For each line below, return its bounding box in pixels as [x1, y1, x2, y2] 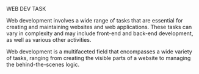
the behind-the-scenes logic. [6, 61, 80, 68]
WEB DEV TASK [6, 5, 46, 12]
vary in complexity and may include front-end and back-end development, [6, 30, 194, 37]
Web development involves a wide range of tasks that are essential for [6, 17, 183, 24]
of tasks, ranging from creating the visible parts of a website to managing [6, 55, 191, 61]
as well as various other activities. [6, 36, 92, 43]
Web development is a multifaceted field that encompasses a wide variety [6, 48, 192, 55]
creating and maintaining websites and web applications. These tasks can [6, 24, 192, 30]
